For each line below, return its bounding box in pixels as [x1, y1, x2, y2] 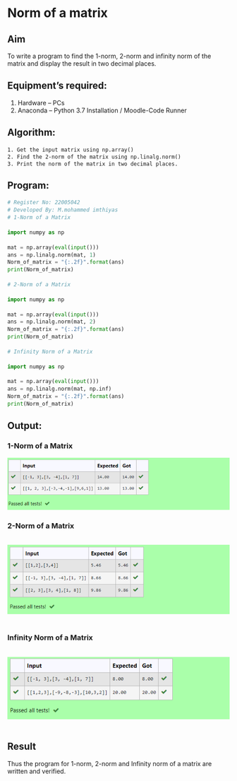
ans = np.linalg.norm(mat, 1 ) [7, 251, 97, 259]
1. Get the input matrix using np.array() [7, 146, 134, 153]
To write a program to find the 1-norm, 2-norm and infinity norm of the [7, 52, 212, 60]
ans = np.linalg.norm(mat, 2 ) [7, 318, 97, 326]
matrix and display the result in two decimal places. [7, 59, 157, 68]
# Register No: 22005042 [7, 199, 80, 206]
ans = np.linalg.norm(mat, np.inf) [7, 385, 112, 393]
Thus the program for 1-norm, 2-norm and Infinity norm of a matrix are [7, 759, 212, 768]
